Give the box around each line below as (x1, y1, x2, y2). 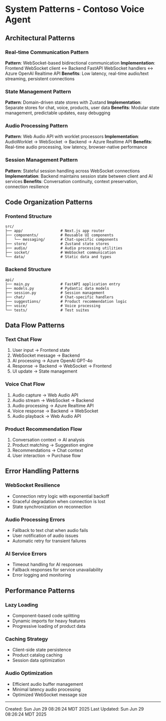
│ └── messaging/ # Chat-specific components (5, 237, 119, 242)
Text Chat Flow (5, 336, 42, 343)
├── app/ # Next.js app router (5, 228, 105, 234)
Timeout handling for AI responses (12, 562, 83, 568)
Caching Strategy (5, 635, 48, 642)
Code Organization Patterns (5, 198, 93, 206)
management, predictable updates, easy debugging (5, 110, 111, 116)
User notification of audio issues (12, 532, 79, 539)
